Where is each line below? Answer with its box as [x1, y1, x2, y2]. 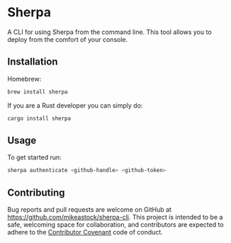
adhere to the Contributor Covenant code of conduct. [7, 228, 163, 236]
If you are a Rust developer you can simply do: [7, 101, 143, 110]
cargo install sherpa [7, 115, 72, 122]
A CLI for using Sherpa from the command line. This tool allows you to [7, 28, 212, 36]
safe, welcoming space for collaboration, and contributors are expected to [7, 220, 225, 229]
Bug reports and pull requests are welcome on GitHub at [7, 205, 172, 213]
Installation [7, 56, 58, 68]
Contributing [7, 186, 65, 198]
